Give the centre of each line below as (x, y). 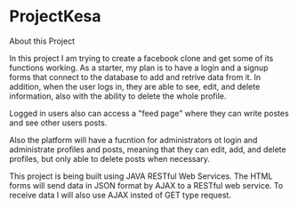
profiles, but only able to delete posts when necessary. (110, 158)
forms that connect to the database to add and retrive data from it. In (135, 76)
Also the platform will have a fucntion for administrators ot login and (133, 140)
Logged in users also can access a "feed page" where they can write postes (149, 113)
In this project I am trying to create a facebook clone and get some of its (141, 58)
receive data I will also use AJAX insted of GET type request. (120, 195)
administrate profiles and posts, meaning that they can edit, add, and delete (148, 149)
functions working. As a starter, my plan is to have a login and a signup (139, 68)
